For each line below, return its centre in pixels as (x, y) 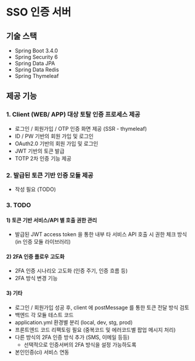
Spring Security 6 (36, 57)
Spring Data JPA (35, 63)
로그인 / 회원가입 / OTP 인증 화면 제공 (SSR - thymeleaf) (81, 128)
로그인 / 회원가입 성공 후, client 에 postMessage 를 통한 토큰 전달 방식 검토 (102, 307)
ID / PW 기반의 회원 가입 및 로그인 (54, 136)
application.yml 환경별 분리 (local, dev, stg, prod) (73, 322)
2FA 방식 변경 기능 (36, 278)
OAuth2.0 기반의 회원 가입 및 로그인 (56, 143)
